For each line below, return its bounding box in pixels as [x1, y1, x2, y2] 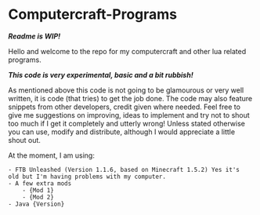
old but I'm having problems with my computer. [8, 173, 167, 180]
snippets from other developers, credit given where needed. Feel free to [8, 102, 241, 111]
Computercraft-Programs [8, 5, 178, 24]
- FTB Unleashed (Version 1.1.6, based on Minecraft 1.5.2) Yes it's [8, 166, 240, 173]
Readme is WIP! [8, 31, 61, 41]
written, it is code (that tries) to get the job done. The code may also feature [8, 93, 253, 103]
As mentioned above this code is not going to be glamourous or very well [8, 85, 244, 95]
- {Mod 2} [22, 193, 55, 201]
